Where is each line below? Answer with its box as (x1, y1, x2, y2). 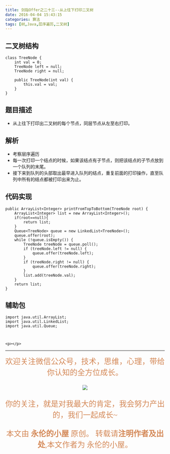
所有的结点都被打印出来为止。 (21, 176, 84, 182)
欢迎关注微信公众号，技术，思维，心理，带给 (5, 357, 165, 366)
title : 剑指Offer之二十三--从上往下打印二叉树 (5, 7, 94, 13)
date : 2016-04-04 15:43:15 (5, 12, 62, 17)
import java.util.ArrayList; (5, 315, 67, 320)
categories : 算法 (5, 17, 40, 22)
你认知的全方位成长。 (47, 368, 123, 377)
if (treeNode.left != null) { (23, 246, 87, 251)
